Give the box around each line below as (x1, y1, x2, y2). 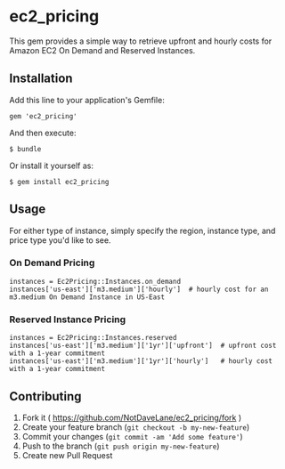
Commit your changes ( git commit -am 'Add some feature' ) (21, 431, 243, 441)
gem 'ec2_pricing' (9, 111, 77, 121)
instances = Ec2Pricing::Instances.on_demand (9, 277, 181, 286)
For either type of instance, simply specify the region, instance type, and (9, 225, 276, 236)
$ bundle (9, 144, 42, 153)
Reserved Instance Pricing (9, 313, 126, 326)
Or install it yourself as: (9, 160, 94, 171)
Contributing (9, 389, 82, 404)
